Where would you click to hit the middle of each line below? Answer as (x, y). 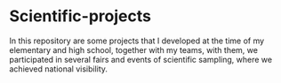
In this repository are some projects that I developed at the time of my (137, 41)
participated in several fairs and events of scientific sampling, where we (141, 59)
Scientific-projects (80, 16)
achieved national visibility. (59, 69)
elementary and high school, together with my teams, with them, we (133, 49)
